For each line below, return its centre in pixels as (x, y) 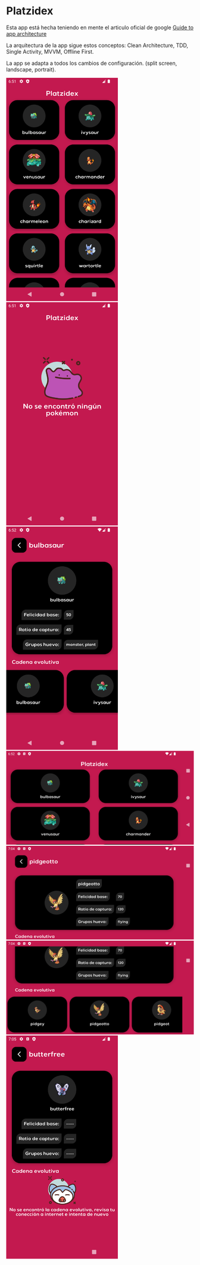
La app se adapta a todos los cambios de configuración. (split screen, (92, 63)
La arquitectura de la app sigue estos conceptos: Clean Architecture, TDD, (97, 45)
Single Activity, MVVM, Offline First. (50, 51)
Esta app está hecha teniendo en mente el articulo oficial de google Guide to (100, 27)
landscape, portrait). (31, 69)
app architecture (26, 33)
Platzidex (30, 11)
